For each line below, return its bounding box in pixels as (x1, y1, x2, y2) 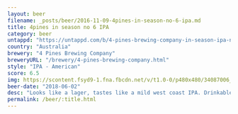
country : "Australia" (7, 43, 72, 50)
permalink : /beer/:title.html (7, 96, 97, 103)
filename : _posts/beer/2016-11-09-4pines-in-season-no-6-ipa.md (7, 17, 201, 24)
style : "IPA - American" (7, 63, 81, 70)
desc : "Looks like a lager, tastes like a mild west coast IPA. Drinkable (7, 89, 233, 96)
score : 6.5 (7, 69, 40, 76)
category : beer (7, 30, 52, 38)
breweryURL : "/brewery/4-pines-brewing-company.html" (7, 57, 170, 64)
